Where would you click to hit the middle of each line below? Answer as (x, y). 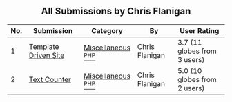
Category (107, 30)
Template (44, 46)
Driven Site (47, 55)
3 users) (191, 59)
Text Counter (50, 79)
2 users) (191, 88)
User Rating (199, 30)
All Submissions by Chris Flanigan (116, 11)
